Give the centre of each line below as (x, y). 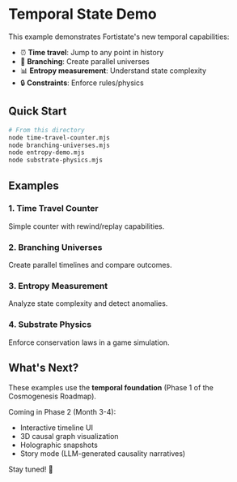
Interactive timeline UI (56, 428)
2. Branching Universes (55, 247)
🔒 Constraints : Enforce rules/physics (82, 83)
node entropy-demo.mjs (47, 153)
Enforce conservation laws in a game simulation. (89, 342)
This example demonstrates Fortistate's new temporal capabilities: (119, 37)
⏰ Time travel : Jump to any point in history (92, 52)
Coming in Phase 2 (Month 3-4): (62, 411)
